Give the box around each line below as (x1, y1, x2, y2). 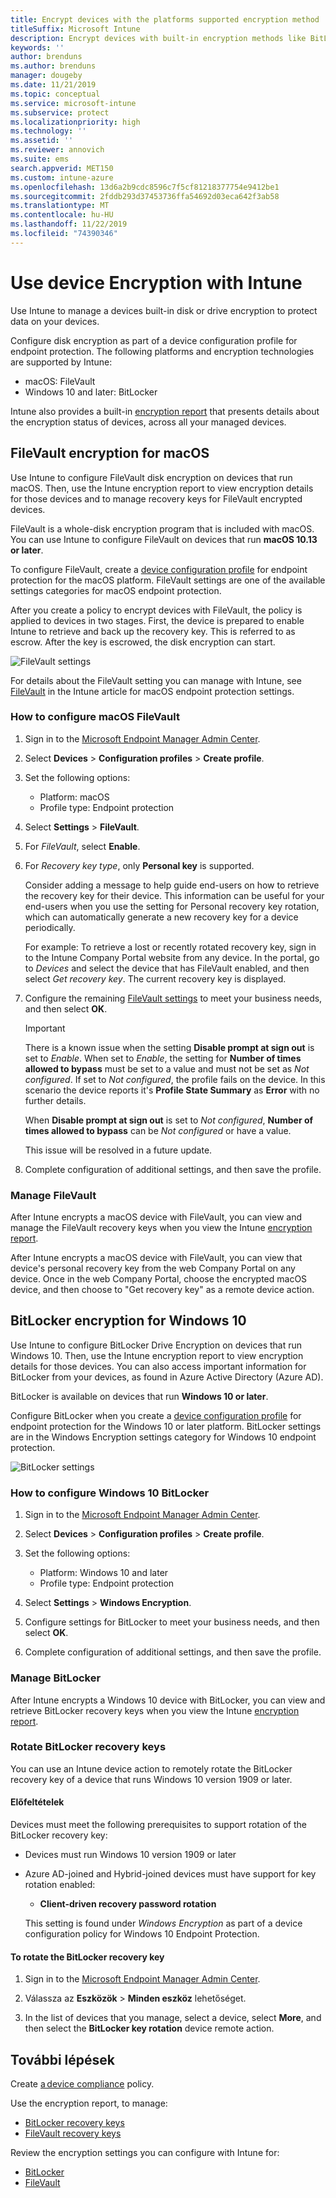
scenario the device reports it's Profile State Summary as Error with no (24, 1084, 320, 1096)
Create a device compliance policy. (10, 2078, 155, 2090)
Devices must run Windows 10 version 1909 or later (24, 1849, 237, 1860)
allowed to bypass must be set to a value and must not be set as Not (24, 1062, 310, 1075)
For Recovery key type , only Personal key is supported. (24, 859, 255, 871)
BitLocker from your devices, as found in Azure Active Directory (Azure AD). (10, 1371, 324, 1383)
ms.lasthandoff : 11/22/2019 (10, 219, 128, 230)
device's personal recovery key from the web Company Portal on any (10, 1262, 296, 1275)
